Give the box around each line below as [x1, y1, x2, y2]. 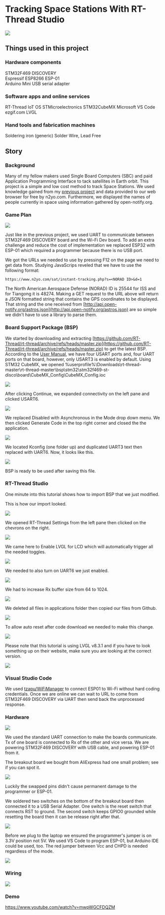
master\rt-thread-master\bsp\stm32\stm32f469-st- [5, 367, 110, 373]
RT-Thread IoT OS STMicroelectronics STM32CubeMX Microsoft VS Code [5, 104, 155, 110]
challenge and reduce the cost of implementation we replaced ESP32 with [5, 242, 156, 248]
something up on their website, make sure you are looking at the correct [5, 648, 152, 654]
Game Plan [5, 211, 32, 218]
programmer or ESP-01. [5, 789, 53, 794]
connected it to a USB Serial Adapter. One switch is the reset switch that [5, 803, 152, 809]
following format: [5, 267, 40, 274]
